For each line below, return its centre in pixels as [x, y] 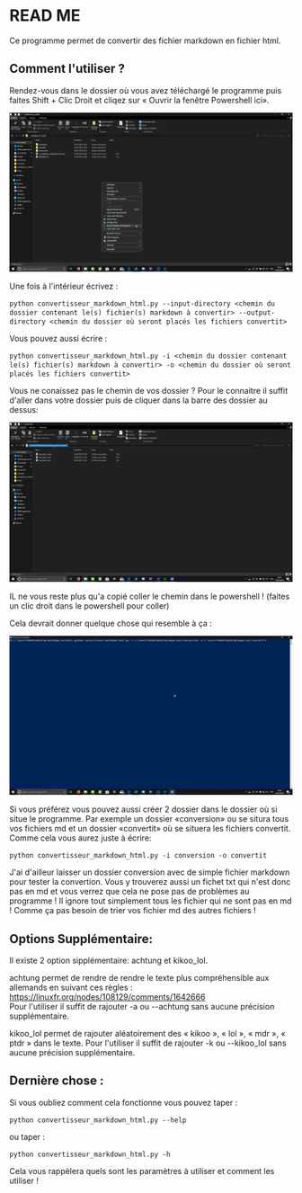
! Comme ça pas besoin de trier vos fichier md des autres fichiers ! [133, 911]
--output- [257, 313]
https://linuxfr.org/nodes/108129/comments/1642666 [107, 997]
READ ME [45, 16]
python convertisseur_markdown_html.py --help [98, 1120]
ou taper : [27, 1136]
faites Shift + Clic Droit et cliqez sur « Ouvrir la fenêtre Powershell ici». [139, 100]
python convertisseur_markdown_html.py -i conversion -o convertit [138, 856]
